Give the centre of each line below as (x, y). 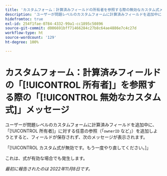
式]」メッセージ (37, 110)
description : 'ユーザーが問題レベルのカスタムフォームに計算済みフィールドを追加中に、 (85, 14)
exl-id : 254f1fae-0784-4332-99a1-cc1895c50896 (54, 24)
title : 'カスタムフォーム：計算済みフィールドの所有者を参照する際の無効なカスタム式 (82, 10)
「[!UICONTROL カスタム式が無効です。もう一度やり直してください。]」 (78, 148)
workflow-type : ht (24, 33)
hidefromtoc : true (24, 19)
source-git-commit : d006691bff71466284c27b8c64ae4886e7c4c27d (71, 28)
